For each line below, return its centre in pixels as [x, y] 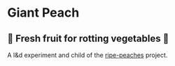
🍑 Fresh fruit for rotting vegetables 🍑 [88, 39]
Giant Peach [43, 13]
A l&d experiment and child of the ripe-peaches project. [87, 55]
